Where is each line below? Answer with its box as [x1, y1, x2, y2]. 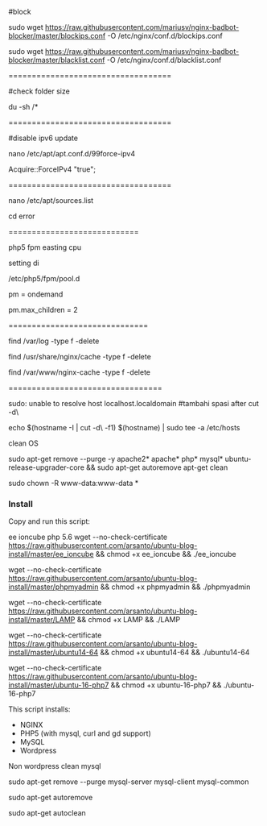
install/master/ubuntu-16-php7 [8, 680, 109, 690]
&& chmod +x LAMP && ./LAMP [76, 615, 181, 625]
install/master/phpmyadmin [8, 582, 99, 591]
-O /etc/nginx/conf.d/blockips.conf [107, 31, 223, 40]
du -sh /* [8, 102, 39, 111]
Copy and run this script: [8, 517, 91, 526]
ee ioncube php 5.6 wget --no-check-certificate [8, 532, 168, 542]
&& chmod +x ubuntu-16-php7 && [110, 680, 222, 690]
